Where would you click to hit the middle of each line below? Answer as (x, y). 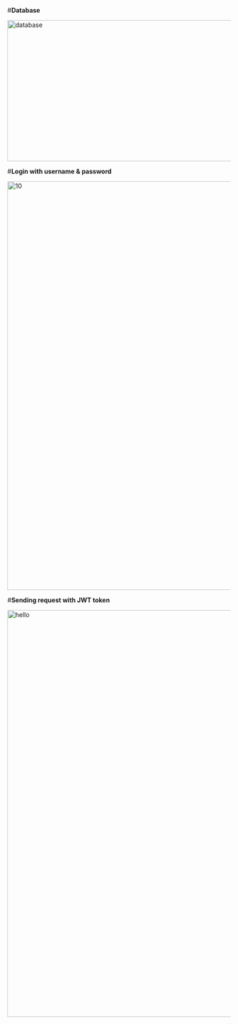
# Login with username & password (59, 171)
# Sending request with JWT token (59, 600)
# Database (24, 10)
